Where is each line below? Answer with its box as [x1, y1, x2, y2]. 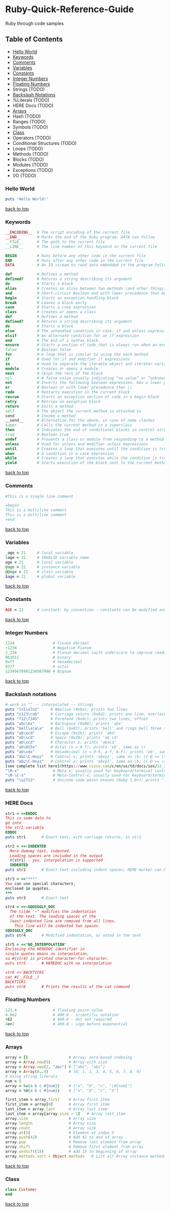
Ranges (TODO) [12, 118, 46, 125]
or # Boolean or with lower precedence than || [5, 385, 133, 390]
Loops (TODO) [12, 146, 43, 152]
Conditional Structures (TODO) [12, 140, 77, 146]
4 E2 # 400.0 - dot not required [5, 1017, 112, 1022]
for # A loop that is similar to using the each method [5, 352, 148, 357]
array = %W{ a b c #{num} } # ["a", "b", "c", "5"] [5, 1088, 119, 1093]
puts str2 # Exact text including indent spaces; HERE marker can [5, 867, 162, 873]
